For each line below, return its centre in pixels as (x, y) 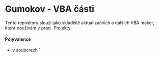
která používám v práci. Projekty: (39, 28)
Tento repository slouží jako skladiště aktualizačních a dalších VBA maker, (80, 23)
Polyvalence (18, 39)
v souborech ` (26, 50)
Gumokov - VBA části (50, 9)
